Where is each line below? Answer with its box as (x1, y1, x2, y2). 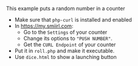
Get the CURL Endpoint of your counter (23, 41, 116, 48)
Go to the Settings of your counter (23, 29, 107, 36)
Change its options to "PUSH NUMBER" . (23, 35, 113, 41)
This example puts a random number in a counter (6, 5, 125, 12)
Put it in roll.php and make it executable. (14, 47, 115, 54)
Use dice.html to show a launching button (14, 54, 117, 60)
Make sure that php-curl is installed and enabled (14, 16, 132, 23)
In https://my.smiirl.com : (14, 23, 73, 29)
